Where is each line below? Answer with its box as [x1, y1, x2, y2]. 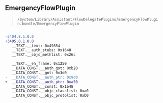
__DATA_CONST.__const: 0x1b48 [11, 84, 74, 89]
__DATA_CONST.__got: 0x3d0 [11, 70, 67, 75]
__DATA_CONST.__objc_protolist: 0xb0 [11, 93, 89, 98]
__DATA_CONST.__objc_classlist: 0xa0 [11, 88, 89, 94]
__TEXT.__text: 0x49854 [11, 43, 60, 48]
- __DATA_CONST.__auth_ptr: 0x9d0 [5, 75, 78, 80]
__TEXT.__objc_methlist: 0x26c [11, 52, 76, 57]
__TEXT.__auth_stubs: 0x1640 [11, 48, 71, 53]
